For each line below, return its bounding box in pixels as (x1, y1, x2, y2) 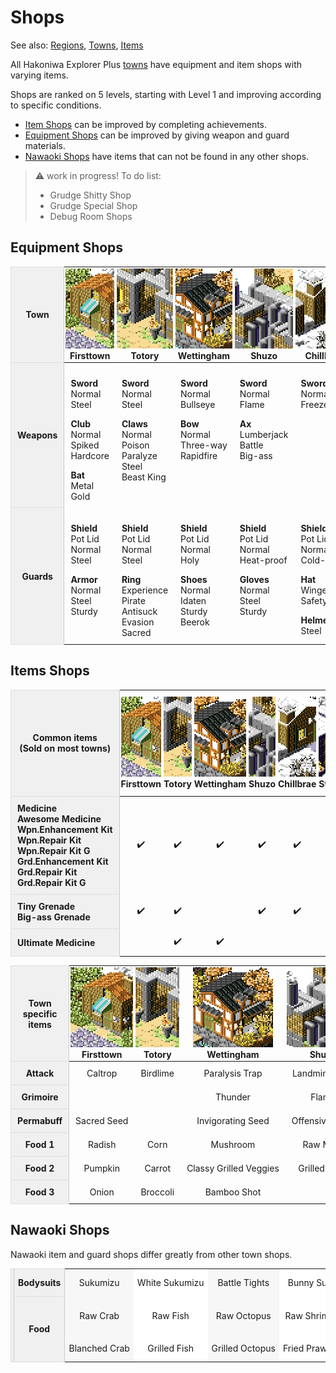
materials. (24, 139, 66, 151)
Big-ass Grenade (17, 911, 91, 923)
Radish (88, 1139, 117, 1151)
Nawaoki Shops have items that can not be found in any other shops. (24, 150, 310, 162)
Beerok (180, 616, 210, 628)
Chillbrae (278, 778, 317, 790)
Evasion (121, 616, 155, 628)
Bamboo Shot (204, 1186, 262, 1198)
